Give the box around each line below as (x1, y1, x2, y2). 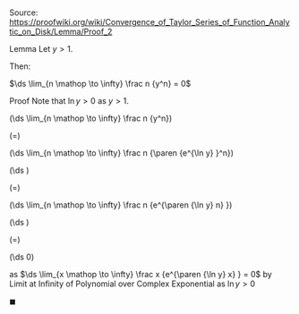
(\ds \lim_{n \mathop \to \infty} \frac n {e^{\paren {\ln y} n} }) (9, 199, 233, 210)
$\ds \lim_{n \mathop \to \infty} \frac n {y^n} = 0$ (9, 79, 192, 89)
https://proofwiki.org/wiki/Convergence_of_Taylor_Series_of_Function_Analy (9, 17, 290, 28)
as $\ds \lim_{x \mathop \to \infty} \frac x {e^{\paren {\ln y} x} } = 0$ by (9, 269, 273, 280)
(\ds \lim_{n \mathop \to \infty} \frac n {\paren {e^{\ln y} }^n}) (9, 148, 235, 158)
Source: (9, 7, 38, 18)
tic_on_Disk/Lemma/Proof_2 (9, 26, 113, 38)
